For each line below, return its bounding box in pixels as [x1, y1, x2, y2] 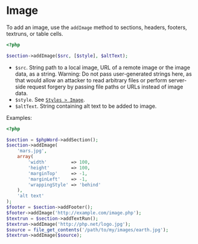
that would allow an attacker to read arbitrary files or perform [14, 76, 167, 84]
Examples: [6, 114, 32, 121]
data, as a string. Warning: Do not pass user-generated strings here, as [14, 70, 192, 77]
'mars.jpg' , [17, 148, 47, 154]
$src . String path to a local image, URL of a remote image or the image [14, 64, 190, 71]
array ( [17, 154, 34, 160]
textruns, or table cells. [6, 30, 63, 37]
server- [168, 76, 187, 84]
